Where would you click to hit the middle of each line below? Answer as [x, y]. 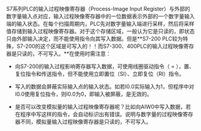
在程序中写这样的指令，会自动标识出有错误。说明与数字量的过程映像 [99, 114]
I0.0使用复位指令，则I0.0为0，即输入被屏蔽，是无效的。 [83, 94]
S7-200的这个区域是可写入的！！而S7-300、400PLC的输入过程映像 [100, 46]
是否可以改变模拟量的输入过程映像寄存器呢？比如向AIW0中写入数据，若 [103, 107]
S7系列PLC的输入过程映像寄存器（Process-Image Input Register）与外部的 [98, 9]
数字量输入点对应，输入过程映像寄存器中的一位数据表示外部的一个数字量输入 [100, 16]
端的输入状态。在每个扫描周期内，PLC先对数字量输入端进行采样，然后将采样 [100, 24]
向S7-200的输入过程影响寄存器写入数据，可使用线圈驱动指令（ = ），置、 [105, 66]
